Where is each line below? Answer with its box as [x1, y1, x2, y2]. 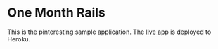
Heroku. [7, 35, 30, 43]
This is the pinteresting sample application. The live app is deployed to [7, 28, 212, 36]
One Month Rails [7, 5, 105, 21]
